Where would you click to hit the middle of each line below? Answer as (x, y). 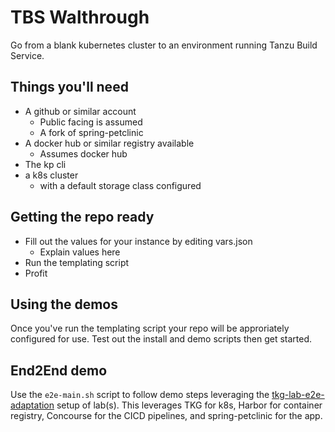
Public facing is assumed (91, 122)
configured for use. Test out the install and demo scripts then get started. (161, 339)
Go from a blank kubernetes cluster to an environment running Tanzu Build (164, 45)
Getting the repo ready (82, 217)
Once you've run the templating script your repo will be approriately (150, 328)
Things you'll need (69, 87)
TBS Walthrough (80, 17)
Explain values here (80, 252)
